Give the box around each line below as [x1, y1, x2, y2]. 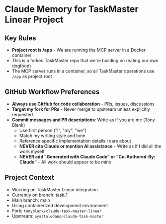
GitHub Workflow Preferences [4, 88, 100, 96]
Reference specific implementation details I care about [19, 138, 131, 144]
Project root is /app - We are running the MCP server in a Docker [11, 47, 146, 53]
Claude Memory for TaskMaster [4, 3, 139, 15]
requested [11, 111, 33, 117]
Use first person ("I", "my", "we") [19, 127, 87, 133]
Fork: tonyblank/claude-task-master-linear [11, 208, 102, 214]
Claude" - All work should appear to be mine [19, 159, 111, 165]
